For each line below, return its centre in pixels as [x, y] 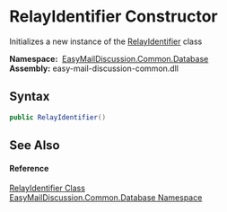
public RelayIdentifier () [57, 117]
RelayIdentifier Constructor [113, 17]
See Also [35, 146]
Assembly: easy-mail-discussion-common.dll [94, 68]
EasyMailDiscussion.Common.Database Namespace [106, 198]
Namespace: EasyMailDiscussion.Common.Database [109, 58]
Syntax [30, 97]
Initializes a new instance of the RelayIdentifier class [106, 41]
